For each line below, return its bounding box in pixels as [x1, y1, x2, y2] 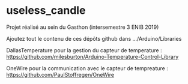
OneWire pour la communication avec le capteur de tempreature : [6, 64, 168, 72]
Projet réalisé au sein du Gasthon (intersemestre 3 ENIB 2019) [6, 23, 159, 31]
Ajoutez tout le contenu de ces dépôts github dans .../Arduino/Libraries [6, 35, 182, 42]
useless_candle [6, 4, 86, 17]
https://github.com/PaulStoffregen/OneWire [6, 71, 115, 78]
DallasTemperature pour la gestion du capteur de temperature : [6, 46, 162, 54]
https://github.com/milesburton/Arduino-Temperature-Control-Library [6, 53, 179, 60]
